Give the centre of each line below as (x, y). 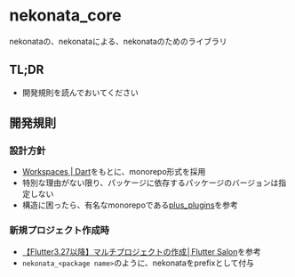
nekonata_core (65, 16)
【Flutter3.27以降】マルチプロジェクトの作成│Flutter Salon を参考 (141, 251)
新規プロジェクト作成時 (59, 231)
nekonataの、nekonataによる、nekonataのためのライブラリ (119, 41)
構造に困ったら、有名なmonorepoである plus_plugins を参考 (130, 205)
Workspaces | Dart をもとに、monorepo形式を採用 (114, 172)
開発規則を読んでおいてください (80, 92)
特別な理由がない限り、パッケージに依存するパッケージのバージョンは (150, 183)
